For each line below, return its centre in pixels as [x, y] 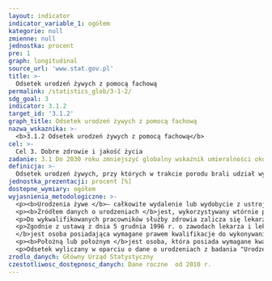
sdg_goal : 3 [28, 99]
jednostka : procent [41, 46]
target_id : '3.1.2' [41, 114]
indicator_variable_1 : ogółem [59, 23]
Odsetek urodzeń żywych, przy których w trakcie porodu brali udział [135, 174]
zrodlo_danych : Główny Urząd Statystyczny [81, 257]
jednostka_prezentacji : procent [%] [70, 182]
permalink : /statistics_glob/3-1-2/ [70, 91]
